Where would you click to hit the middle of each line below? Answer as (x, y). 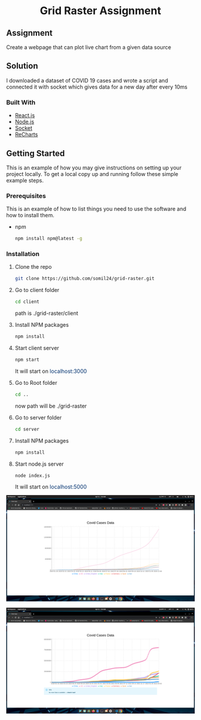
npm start (27, 360)
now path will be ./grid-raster (51, 406)
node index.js (32, 476)
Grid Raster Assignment (100, 11)
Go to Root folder (36, 382)
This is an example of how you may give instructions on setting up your (94, 168)
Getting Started (36, 153)
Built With (21, 102)
